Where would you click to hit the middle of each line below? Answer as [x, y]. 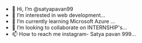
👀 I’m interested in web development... [58, 15]
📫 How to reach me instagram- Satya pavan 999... [74, 34]
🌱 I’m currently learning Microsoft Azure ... [63, 21]
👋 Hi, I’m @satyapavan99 [42, 9]
